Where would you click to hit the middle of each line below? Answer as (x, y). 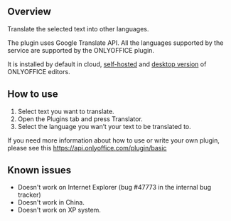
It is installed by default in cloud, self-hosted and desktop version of (107, 64)
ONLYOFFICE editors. (39, 71)
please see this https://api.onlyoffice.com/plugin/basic (87, 148)
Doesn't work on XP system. (59, 210)
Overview (29, 12)
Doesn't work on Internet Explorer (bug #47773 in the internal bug (114, 187)
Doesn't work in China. (51, 202)
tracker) (29, 195)
